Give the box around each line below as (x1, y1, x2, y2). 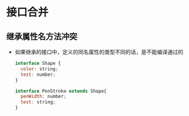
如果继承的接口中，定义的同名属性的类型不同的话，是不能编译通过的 (14, 49, 184, 55)
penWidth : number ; (20, 94, 67, 100)
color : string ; (20, 66, 59, 72)
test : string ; (20, 99, 56, 105)
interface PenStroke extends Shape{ (14, 88, 107, 94)
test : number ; (20, 72, 56, 78)
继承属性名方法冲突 (6, 31, 77, 41)
